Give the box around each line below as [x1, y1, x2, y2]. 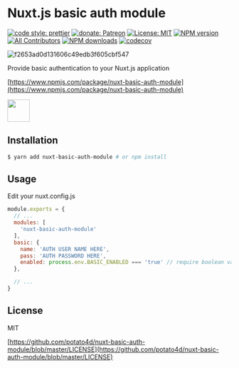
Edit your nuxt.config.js [7, 192, 76, 200]
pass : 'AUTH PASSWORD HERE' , [20, 252, 107, 260]
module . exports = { [7, 205, 65, 213]
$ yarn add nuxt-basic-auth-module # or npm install [7, 153, 167, 160]
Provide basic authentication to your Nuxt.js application [7, 63, 170, 72]
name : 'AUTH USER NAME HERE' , [20, 245, 110, 252]
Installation [7, 134, 58, 147]
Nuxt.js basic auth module [7, 5, 166, 21]
